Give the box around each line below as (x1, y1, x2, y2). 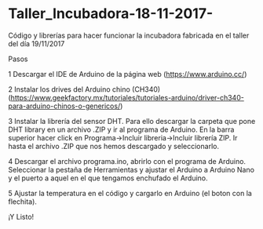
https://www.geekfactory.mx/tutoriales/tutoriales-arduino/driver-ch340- (10, 93, 245, 102)
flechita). (8, 197, 38, 206)
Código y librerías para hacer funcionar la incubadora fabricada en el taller (8, 31, 250, 40)
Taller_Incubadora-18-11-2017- (8, 5, 214, 23)
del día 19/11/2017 (8, 38, 65, 48)
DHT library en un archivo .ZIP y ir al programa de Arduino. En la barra (8, 125, 235, 134)
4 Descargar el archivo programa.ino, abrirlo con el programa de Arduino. (8, 156, 246, 165)
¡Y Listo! (8, 212, 35, 221)
